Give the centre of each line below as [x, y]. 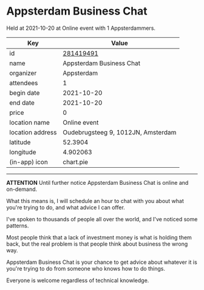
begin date [25, 92]
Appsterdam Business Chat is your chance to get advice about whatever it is [102, 262]
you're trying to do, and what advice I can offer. [66, 207]
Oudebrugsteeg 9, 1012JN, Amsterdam [120, 132]
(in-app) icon [29, 162]
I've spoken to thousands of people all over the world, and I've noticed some [102, 219]
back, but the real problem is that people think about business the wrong [97, 244]
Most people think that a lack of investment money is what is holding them [99, 237]
